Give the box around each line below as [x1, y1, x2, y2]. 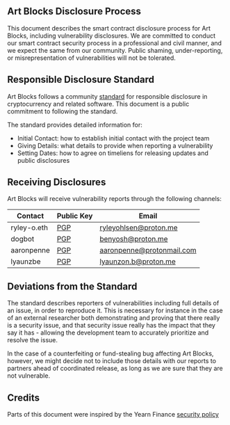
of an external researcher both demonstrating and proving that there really [7, 314, 220, 322]
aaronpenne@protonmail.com [99, 246, 197, 255]
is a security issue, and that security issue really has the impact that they [7, 321, 215, 330]
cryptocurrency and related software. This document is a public [7, 99, 190, 108]
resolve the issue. [7, 336, 58, 344]
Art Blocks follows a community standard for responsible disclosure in [7, 92, 208, 100]
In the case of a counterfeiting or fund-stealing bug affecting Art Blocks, [7, 349, 214, 358]
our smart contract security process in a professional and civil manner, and [7, 38, 222, 47]
